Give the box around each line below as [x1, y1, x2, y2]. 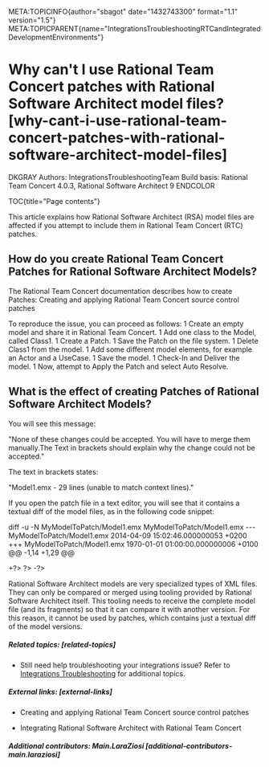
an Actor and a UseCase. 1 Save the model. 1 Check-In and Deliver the [8, 353, 240, 362]
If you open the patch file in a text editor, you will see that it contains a [8, 498, 240, 508]
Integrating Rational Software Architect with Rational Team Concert [19, 723, 243, 732]
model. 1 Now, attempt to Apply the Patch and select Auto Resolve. [8, 361, 229, 371]
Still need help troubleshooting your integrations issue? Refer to [19, 660, 230, 670]
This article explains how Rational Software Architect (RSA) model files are [8, 212, 255, 222]
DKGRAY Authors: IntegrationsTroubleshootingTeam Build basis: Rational [8, 172, 248, 182]
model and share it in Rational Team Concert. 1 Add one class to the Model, [8, 327, 257, 337]
